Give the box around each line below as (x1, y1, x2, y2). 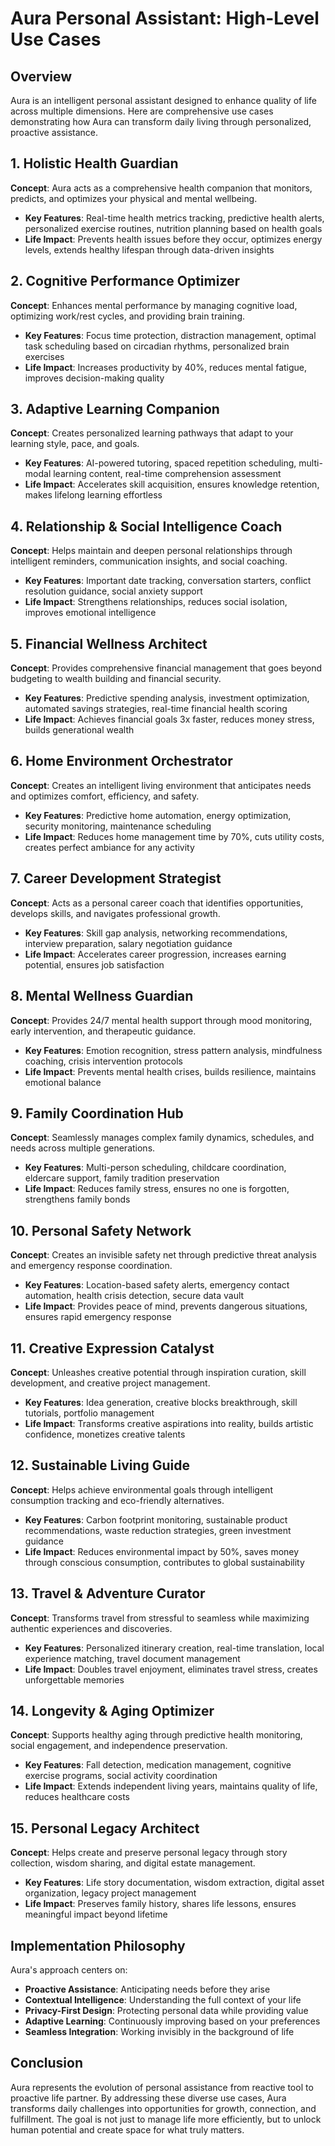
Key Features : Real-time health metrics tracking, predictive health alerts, (24, 212, 325, 224)
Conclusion (10, 2055, 84, 2072)
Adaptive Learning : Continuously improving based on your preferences (24, 2015, 321, 2027)
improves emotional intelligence (24, 607, 157, 619)
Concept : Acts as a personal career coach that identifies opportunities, (10, 897, 304, 909)
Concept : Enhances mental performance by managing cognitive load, (10, 299, 298, 311)
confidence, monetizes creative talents (24, 1428, 186, 1440)
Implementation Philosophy (10, 1937, 186, 1954)
